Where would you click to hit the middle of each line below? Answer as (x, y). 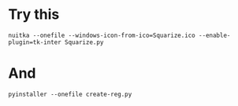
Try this (34, 15)
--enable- (214, 35)
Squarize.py (84, 42)
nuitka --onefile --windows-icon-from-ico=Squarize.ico (102, 35)
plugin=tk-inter (35, 42)
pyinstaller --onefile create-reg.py (70, 94)
